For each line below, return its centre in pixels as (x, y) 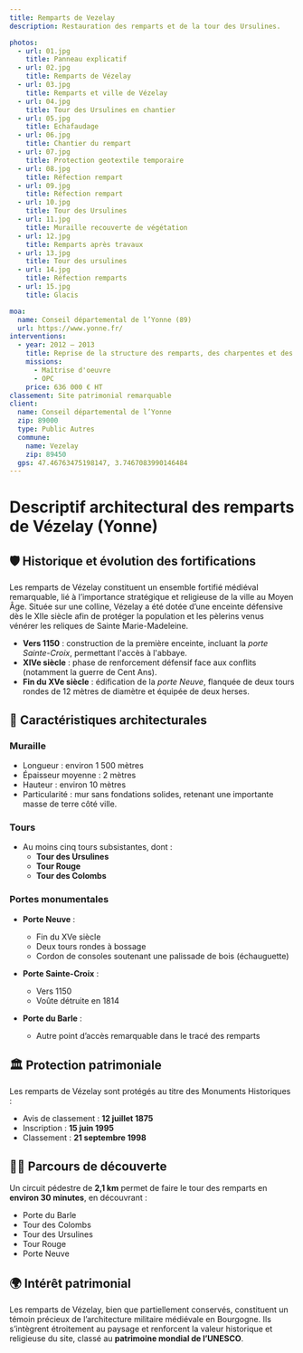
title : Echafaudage (62, 127)
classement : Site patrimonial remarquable (90, 395)
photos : (24, 43)
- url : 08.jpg (44, 168)
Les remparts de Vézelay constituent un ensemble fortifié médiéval (134, 587)
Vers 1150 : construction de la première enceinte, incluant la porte (145, 643)
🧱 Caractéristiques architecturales (109, 720)
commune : (34, 437)
